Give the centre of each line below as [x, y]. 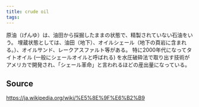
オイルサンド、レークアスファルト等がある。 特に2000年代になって [104, 50]
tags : [13, 17]
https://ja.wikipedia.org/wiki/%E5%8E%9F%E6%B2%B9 [76, 98]
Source [20, 84]
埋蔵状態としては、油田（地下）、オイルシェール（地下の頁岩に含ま [99, 42]
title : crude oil [28, 12]
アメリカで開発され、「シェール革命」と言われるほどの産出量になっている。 [98, 64]
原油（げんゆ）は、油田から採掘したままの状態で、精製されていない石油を [97, 35]
